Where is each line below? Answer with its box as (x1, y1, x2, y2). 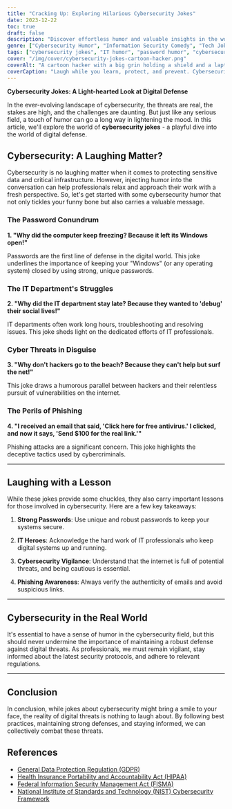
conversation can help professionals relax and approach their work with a (7, 183, 216, 191)
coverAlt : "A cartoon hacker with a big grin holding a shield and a (7, 62, 212, 69)
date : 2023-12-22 (7, 17, 57, 24)
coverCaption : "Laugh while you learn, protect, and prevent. (7, 68, 190, 75)
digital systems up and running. (17, 544, 107, 552)
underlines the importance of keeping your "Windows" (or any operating (7, 259, 213, 267)
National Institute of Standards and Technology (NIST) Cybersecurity (17, 787, 214, 795)
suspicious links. (17, 585, 65, 594)
